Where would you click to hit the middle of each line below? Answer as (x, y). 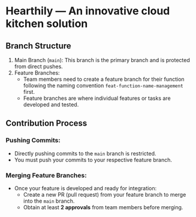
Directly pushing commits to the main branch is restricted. (85, 153)
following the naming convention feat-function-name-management (103, 85)
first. (29, 92)
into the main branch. (49, 201)
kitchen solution (47, 24)
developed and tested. (51, 105)
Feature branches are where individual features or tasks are (97, 98)
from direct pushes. (39, 66)
